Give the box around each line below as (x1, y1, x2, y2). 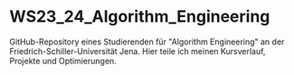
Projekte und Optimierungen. (9, 55, 118, 66)
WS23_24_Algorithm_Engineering (9, 6, 270, 27)
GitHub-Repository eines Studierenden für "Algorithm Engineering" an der (9, 36, 285, 47)
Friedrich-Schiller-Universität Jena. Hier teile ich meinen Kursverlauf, (9, 45, 266, 56)
